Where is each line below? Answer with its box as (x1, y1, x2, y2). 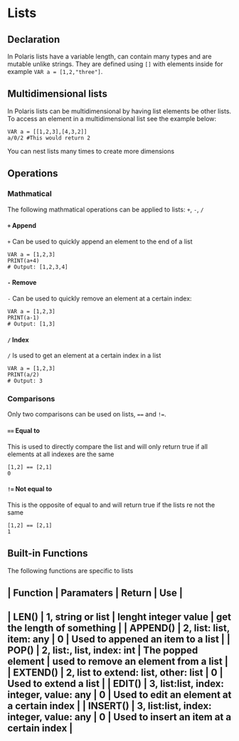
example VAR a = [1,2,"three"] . (7, 68, 103, 75)
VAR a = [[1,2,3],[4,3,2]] (7, 128, 87, 135)
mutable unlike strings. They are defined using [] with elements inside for (7, 60, 223, 68)
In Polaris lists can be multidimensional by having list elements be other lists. (7, 107, 232, 115)
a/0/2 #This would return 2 (7, 134, 91, 142)
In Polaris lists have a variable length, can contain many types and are (7, 52, 212, 61)
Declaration (7, 33, 60, 46)
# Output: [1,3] (7, 320, 55, 327)
